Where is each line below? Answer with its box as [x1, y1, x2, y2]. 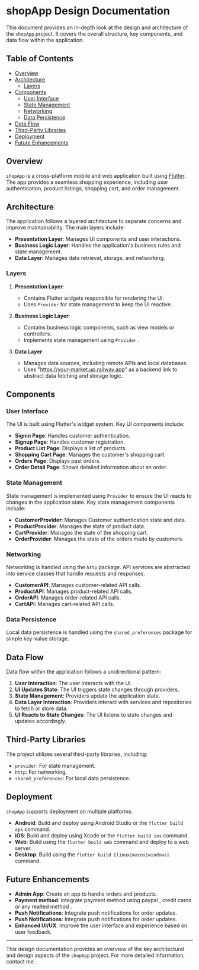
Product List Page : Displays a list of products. [14, 445, 127, 452]
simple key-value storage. [6, 635, 69, 642]
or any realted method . [14, 903, 72, 910]
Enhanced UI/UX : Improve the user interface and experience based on [14, 922, 188, 929]
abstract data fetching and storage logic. [23, 372, 123, 379]
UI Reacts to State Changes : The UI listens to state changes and [14, 711, 173, 718]
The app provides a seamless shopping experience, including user [6, 178, 169, 186]
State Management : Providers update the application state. [14, 692, 161, 699]
